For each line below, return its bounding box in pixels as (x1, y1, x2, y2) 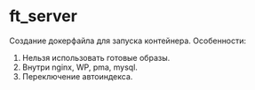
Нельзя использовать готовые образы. (21, 52, 171, 63)
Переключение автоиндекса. (21, 71, 133, 81)
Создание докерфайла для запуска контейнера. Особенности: (9, 35, 247, 46)
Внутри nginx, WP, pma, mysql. (21, 62, 138, 72)
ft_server (9, 6, 78, 26)
